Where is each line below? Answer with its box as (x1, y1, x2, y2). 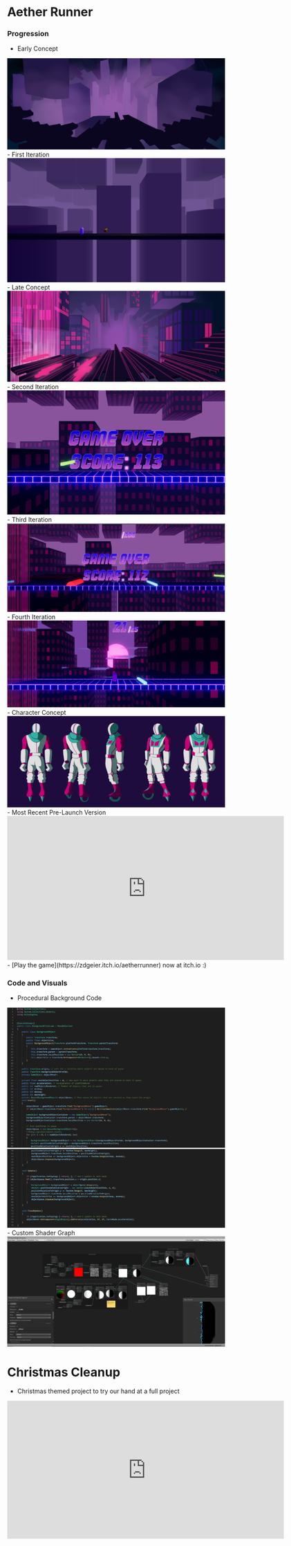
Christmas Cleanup (7, 1364, 121, 1380)
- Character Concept (7, 709, 66, 717)
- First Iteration (7, 150, 50, 159)
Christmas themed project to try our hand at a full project (17, 1387, 180, 1395)
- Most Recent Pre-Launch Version (7, 808, 106, 817)
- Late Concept (7, 283, 50, 291)
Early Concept (17, 44, 59, 53)
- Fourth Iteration (7, 612, 56, 621)
